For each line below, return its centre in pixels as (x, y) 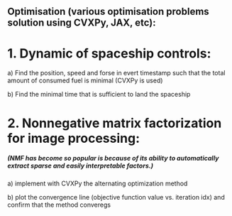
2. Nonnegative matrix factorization (115, 123)
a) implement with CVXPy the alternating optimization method (98, 183)
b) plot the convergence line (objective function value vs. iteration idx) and (116, 198)
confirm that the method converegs (59, 205)
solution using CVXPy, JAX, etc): (82, 23)
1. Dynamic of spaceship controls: (109, 53)
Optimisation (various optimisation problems (108, 12)
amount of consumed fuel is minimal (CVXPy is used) (85, 80)
